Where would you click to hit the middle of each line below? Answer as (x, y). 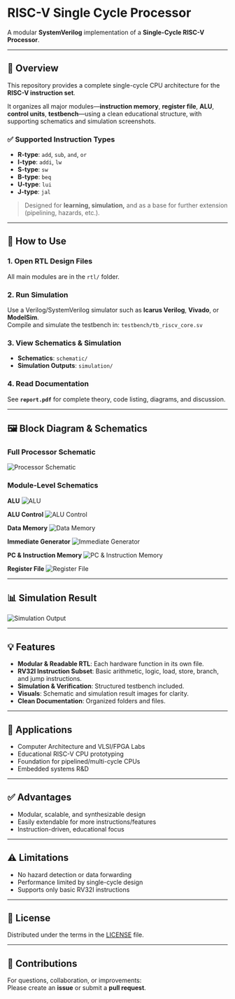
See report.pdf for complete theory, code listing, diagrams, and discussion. (116, 399)
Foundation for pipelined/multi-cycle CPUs (79, 762)
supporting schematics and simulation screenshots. (81, 121)
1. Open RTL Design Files (50, 261)
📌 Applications (40, 730)
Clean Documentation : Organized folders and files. (91, 701)
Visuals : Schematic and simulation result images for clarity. (103, 694)
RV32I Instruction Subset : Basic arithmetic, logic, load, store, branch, (118, 671)
